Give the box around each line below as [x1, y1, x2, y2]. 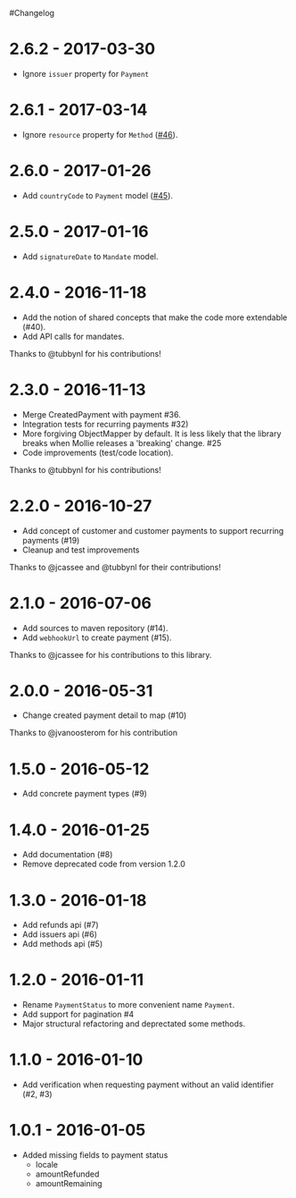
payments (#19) [21, 535, 80, 545]
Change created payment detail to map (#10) [21, 710, 187, 721]
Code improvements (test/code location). [21, 447, 174, 458]
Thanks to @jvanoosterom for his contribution [9, 728, 178, 738]
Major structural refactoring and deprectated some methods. [21, 1018, 246, 1029]
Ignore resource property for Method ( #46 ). [21, 129, 178, 139]
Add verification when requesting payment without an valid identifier [21, 1079, 275, 1090]
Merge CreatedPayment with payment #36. [21, 409, 181, 419]
